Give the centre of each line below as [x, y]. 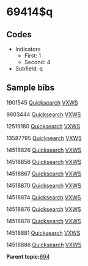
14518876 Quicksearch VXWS [44, 209]
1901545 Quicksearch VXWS [42, 102]
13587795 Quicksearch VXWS [44, 138]
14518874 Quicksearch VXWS [44, 197]
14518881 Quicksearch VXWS [43, 233]
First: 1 [33, 56]
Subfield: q [29, 68]
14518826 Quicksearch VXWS [44, 150]
